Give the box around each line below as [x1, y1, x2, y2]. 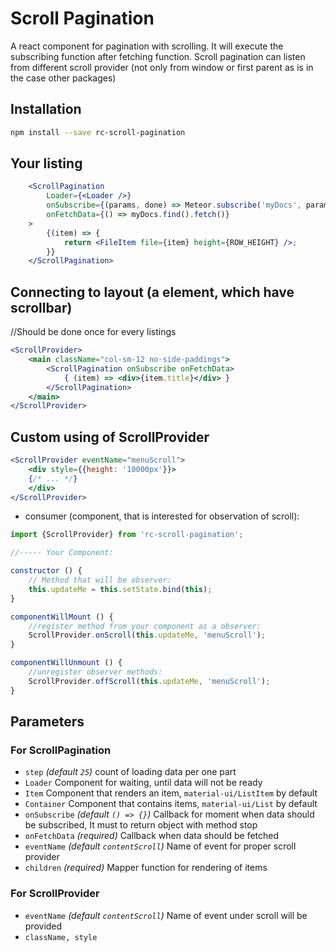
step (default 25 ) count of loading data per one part [24, 766, 237, 778]
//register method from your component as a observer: [28, 621, 262, 631]
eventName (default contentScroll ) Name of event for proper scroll [24, 840, 297, 852]
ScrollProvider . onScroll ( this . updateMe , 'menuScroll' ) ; [28, 630, 267, 641]
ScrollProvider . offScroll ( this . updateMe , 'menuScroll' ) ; [28, 676, 271, 686]
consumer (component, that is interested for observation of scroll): [24, 510, 300, 522]
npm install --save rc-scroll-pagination [10, 127, 186, 137]
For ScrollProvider [10, 887, 100, 901]
